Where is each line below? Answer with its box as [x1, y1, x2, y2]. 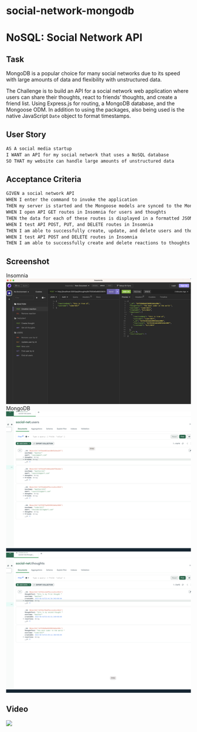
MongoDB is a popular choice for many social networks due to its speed [6, 70, 181, 77]
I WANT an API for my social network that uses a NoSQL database [6, 151, 169, 158]
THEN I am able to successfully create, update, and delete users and [6, 228, 182, 234]
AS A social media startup [6, 146, 72, 151]
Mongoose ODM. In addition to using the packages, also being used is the [6, 106, 185, 113]
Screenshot [6, 257, 50, 267]
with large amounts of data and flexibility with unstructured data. [6, 76, 162, 83]
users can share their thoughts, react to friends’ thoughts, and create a [6, 94, 178, 101]
